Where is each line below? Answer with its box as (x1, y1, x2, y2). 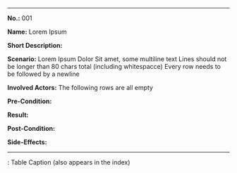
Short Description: (7, 41, 63, 49)
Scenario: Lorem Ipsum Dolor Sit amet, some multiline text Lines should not (7, 55, 227, 63)
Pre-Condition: (7, 97, 52, 105)
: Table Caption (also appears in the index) (7, 158, 130, 166)
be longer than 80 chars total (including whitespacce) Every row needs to (7, 63, 221, 70)
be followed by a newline (7, 70, 80, 78)
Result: (7, 110, 29, 119)
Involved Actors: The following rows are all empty (7, 84, 154, 91)
